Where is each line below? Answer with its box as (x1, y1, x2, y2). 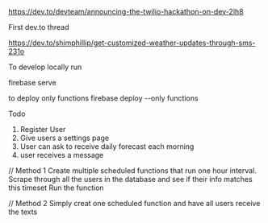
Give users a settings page (19, 133, 110, 142)
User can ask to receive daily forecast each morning (19, 142, 195, 151)
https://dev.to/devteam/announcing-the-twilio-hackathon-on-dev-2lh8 (8, 7, 244, 16)
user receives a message (19, 151, 104, 159)
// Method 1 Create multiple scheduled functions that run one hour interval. (8, 166, 257, 176)
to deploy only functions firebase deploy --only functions (8, 93, 199, 103)
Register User (19, 125, 66, 134)
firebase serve (8, 78, 57, 87)
